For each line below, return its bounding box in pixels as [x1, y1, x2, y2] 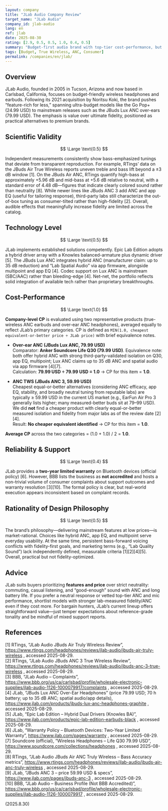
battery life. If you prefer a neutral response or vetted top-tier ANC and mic [5, 593, 160, 599]
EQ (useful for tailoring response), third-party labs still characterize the [5, 193, 151, 199]
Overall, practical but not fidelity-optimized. [5, 554, 95, 560]
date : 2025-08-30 [5, 36, 41, 41]
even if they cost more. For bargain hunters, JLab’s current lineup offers [5, 603, 153, 609]
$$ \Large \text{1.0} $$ [60, 306, 108, 312]
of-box [5, 198, 19, 204]
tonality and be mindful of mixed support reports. [5, 614, 106, 620]
